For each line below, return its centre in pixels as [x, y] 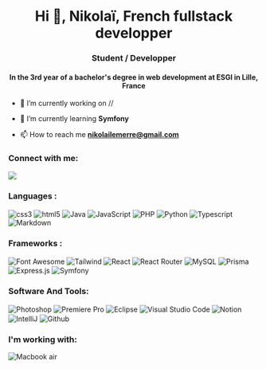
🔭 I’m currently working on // [66, 104]
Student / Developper [134, 58]
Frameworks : [35, 243]
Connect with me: [43, 159]
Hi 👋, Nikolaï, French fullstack [134, 16]
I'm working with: [43, 340]
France [134, 85]
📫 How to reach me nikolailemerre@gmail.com [99, 135]
